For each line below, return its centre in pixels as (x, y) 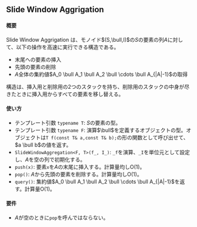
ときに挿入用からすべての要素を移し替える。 (70, 94)
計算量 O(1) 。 (40, 189)
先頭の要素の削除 (35, 66)
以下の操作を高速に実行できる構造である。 (68, 47)
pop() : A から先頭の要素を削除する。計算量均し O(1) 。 (78, 174)
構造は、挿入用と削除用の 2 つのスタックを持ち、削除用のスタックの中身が (95, 86)
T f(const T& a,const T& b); (81, 138)
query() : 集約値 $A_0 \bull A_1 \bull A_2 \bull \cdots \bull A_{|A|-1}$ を (97, 181)
